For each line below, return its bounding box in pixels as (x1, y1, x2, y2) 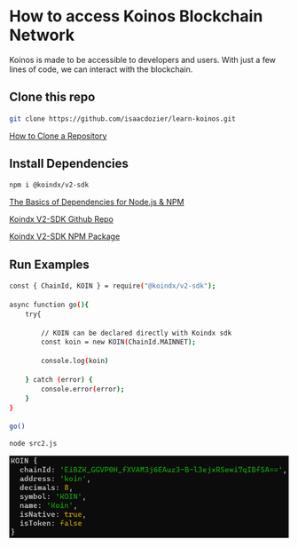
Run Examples (9, 257, 90, 272)
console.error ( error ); (41, 384, 125, 393)
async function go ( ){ (9, 300, 90, 309)
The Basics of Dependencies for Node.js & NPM (9, 197, 184, 208)
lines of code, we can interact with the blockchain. (9, 64, 193, 75)
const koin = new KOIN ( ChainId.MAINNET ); (41, 337, 197, 347)
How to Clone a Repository (9, 131, 107, 141)
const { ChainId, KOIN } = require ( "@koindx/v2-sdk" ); (9, 281, 216, 290)
